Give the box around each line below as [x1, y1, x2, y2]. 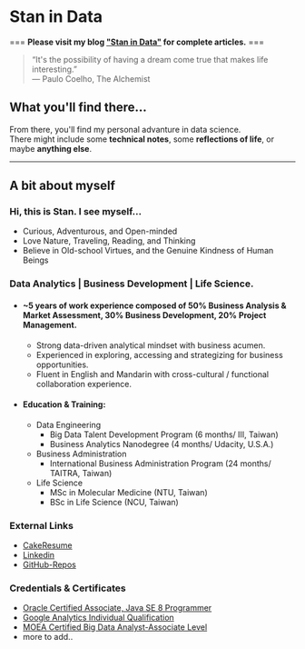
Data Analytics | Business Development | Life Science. [9, 277, 254, 290]
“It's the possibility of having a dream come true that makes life [31, 54, 269, 65]
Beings [22, 255, 49, 265]
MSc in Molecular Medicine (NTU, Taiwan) [49, 486, 208, 497]
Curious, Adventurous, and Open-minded [22, 225, 178, 237]
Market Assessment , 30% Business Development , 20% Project [22, 309, 267, 320]
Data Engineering [35, 419, 102, 430]
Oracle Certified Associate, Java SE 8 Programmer [22, 603, 212, 614]
